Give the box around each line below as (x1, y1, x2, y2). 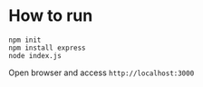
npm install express (8, 43, 87, 53)
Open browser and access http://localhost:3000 (8, 67, 195, 78)
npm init (8, 35, 42, 44)
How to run (8, 5, 93, 26)
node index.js (8, 51, 63, 60)
